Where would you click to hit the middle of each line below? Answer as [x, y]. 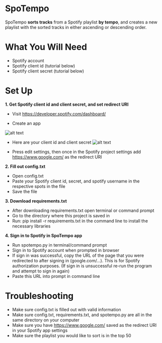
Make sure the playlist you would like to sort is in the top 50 [72, 335]
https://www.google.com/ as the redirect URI [57, 157]
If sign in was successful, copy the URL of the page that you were [78, 255]
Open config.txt [28, 176]
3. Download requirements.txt [36, 201]
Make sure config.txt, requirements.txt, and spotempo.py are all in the [82, 315]
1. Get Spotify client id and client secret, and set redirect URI [67, 104]
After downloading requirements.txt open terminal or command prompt [83, 210]
